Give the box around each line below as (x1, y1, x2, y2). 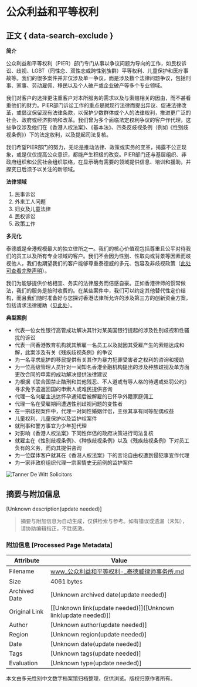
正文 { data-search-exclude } (6, 31, 114, 41)
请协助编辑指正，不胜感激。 (20, 525, 88, 532)
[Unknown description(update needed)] (6, 505, 102, 512)
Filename (9, 567, 35, 575)
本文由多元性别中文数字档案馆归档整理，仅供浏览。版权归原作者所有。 (6, 675, 176, 682)
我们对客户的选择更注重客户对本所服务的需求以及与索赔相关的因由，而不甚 (6, 95, 186, 101)
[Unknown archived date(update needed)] (50, 591, 167, 599)
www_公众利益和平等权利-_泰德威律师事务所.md (50, 568, 185, 576)
